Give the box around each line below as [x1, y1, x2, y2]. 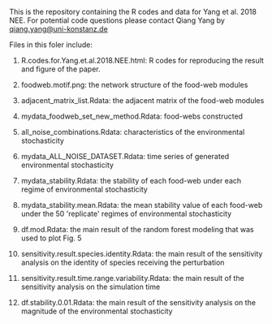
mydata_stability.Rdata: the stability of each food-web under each [20, 176, 242, 185]
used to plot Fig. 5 [20, 233, 82, 243]
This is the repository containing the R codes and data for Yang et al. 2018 [9, 7, 257, 16]
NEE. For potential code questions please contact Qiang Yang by [9, 15, 226, 25]
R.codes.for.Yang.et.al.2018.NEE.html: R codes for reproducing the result [20, 56, 265, 65]
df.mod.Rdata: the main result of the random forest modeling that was [20, 225, 254, 234]
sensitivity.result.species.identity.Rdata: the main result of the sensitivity [20, 249, 263, 258]
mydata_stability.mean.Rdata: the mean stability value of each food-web [20, 201, 263, 210]
